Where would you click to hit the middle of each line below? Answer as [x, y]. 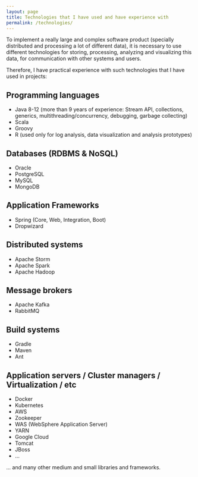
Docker [24, 399]
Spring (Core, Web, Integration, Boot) [60, 219]
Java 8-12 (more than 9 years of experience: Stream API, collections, [99, 109]
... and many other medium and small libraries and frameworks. [84, 467]
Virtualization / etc [41, 385]
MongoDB [27, 187]
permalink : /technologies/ [40, 23]
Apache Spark [32, 265]
